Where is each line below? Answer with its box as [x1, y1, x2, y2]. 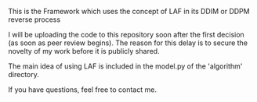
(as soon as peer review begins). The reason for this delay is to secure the [8, 38, 248, 47]
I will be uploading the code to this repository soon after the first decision [8, 30, 244, 39]
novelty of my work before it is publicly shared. [8, 47, 160, 55]
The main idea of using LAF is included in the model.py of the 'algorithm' [8, 62, 243, 71]
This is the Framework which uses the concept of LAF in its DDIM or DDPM [8, 7, 250, 16]
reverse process [8, 15, 61, 24]
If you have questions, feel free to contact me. [8, 85, 157, 94]
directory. [8, 70, 39, 79]
